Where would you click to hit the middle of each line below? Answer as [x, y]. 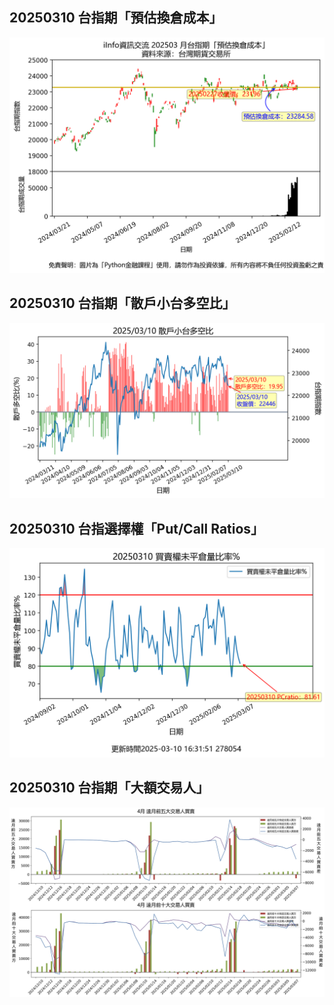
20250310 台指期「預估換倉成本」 [116, 18]
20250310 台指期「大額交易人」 [109, 788]
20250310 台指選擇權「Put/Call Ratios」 [137, 528]
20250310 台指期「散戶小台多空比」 [122, 303]
